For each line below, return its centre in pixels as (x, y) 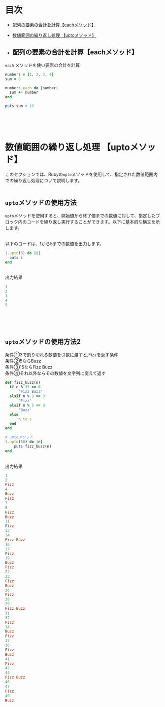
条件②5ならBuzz (23, 361)
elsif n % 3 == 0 (27, 396)
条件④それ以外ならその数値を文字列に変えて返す (55, 373)
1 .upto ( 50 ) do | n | (24, 442)
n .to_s (25, 419)
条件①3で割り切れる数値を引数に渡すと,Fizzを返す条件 (62, 354)
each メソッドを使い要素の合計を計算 (43, 65)
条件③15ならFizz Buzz (29, 367)
